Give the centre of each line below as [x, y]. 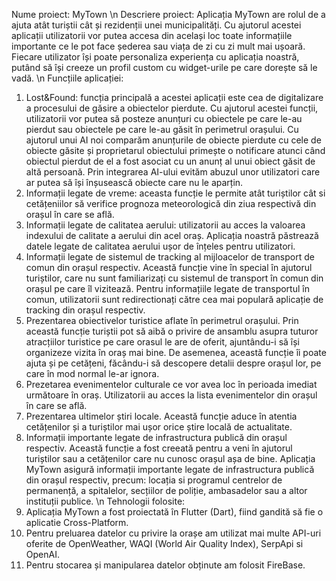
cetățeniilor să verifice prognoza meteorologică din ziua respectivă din [171, 203]
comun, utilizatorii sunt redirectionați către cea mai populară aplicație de [174, 299]
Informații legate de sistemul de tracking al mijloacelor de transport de [170, 257]
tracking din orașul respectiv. [85, 310]
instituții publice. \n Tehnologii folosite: [105, 501]
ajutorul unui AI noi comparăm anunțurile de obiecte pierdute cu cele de [173, 140]
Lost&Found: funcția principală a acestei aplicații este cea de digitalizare [174, 97]
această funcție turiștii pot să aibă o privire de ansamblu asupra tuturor [172, 331]
